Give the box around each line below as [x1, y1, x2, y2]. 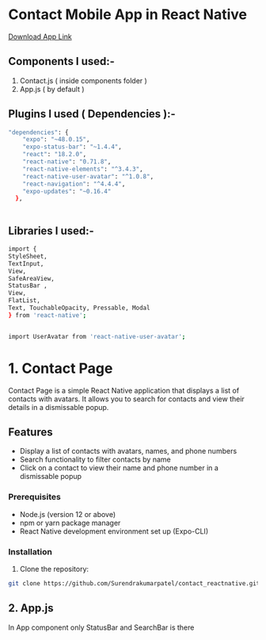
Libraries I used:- [8, 224, 95, 237]
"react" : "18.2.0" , [22, 151, 87, 159]
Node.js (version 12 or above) [19, 509, 116, 519]
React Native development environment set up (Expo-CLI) [19, 526, 208, 536]
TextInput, [8, 259, 44, 267]
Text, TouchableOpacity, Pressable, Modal [8, 304, 150, 312]
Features [8, 425, 53, 439]
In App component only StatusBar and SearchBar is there [8, 623, 195, 632]
